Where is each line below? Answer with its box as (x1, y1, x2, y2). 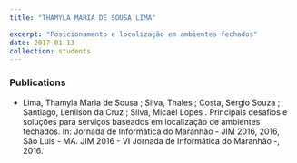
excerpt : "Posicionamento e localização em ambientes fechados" (9, 29, 258, 39)
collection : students (9, 46, 92, 55)
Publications (9, 76, 66, 89)
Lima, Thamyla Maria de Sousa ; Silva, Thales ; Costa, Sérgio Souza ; (22, 97, 281, 108)
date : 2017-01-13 (9, 38, 75, 47)
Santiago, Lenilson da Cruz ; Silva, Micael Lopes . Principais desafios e (22, 106, 288, 118)
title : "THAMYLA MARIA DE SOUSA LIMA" (9, 13, 156, 23)
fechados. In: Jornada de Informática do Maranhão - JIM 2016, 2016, (22, 126, 280, 137)
